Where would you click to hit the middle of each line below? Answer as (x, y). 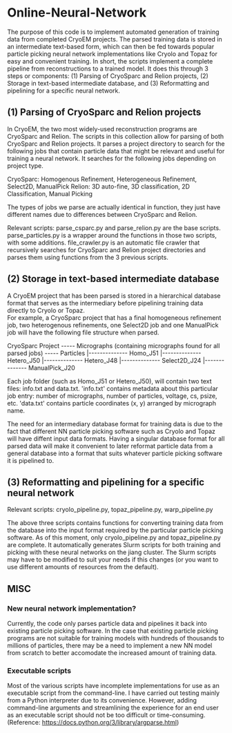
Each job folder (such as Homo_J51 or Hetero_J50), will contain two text (109, 381)
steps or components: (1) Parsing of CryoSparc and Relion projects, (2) (108, 76)
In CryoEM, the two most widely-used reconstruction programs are (103, 128)
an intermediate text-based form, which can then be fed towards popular (111, 46)
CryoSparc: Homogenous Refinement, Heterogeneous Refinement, (102, 179)
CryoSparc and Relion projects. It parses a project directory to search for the (116, 144)
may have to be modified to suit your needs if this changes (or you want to (113, 560)
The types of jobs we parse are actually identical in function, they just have (114, 207)
